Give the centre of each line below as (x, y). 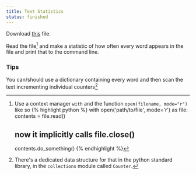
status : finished (27, 17)
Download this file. (29, 33)
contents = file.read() (40, 116)
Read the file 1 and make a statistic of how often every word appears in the (95, 45)
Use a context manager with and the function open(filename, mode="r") (101, 104)
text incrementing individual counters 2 (52, 86)
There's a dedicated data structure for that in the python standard (94, 160)
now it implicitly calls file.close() (75, 134)
